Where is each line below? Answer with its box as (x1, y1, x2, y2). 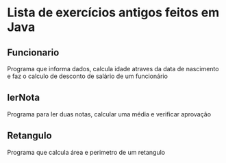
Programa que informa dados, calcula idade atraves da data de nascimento (7, 65, 219, 73)
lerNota (7, 92, 40, 103)
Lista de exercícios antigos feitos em (7, 5, 220, 21)
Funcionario (7, 47, 60, 58)
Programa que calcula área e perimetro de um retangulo (7, 148, 166, 156)
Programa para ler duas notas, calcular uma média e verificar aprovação (7, 110, 211, 118)
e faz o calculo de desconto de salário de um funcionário (7, 72, 168, 80)
